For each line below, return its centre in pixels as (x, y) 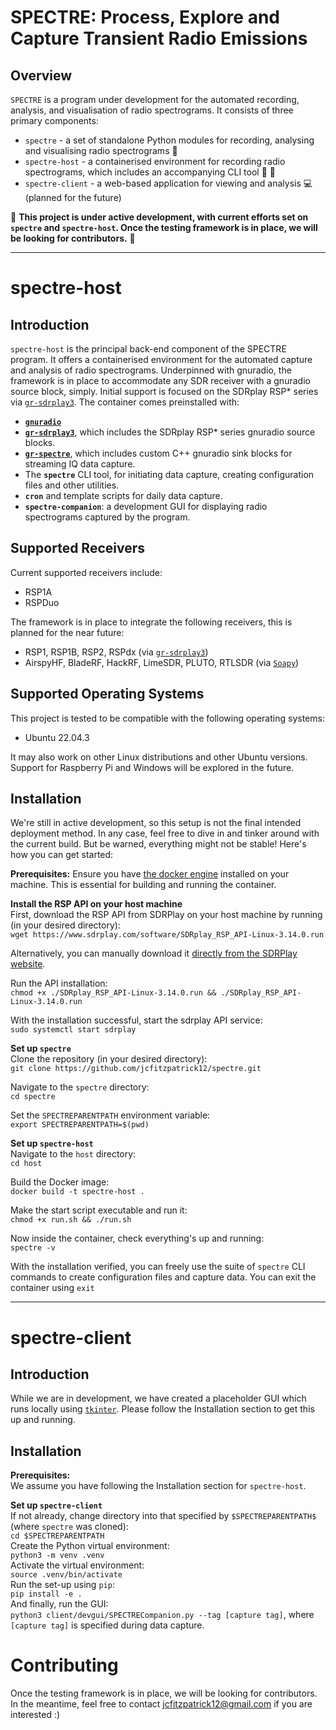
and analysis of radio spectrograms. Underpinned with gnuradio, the (151, 370)
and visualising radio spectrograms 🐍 (101, 150)
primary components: (54, 120)
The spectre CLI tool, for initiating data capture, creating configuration (169, 474)
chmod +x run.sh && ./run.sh (71, 1220)
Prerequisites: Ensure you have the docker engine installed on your (150, 874)
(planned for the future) (73, 197)
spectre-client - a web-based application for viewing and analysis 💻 (168, 183)
